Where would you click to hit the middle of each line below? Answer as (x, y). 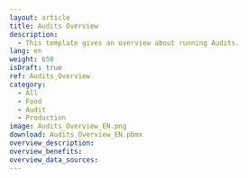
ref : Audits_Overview (50, 76)
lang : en (26, 51)
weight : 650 (32, 59)
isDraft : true (36, 68)
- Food (30, 101)
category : (28, 85)
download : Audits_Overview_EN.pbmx (76, 135)
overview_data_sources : (54, 160)
